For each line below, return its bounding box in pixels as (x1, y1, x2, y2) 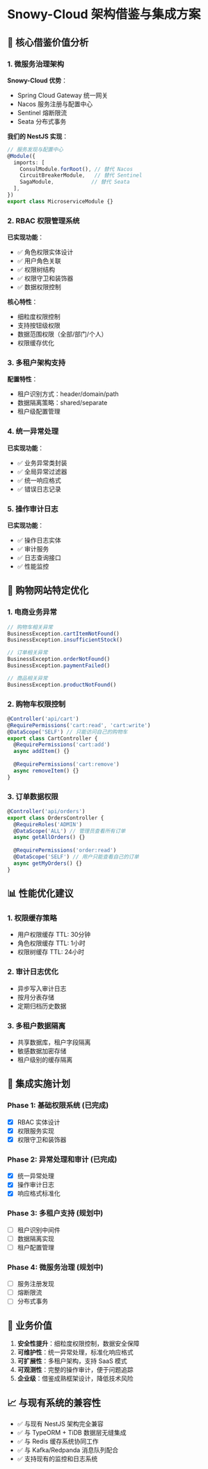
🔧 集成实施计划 (7, 1078, 71, 1090)
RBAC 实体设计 (17, 1118, 61, 1126)
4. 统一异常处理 (7, 427, 59, 437)
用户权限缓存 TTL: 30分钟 (17, 930, 91, 939)
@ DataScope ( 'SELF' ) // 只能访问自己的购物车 (7, 728, 128, 736)
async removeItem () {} (13, 767, 79, 774)
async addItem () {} (13, 748, 70, 755)
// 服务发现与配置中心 (7, 146, 64, 153)
